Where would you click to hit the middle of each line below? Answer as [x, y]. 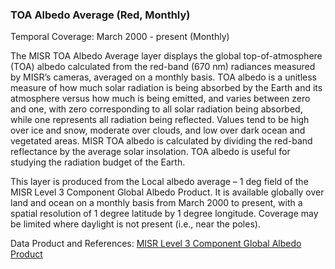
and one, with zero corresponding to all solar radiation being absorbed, [156, 109]
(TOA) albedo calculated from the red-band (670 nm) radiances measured [163, 67]
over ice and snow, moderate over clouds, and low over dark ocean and [158, 130]
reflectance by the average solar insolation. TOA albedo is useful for [150, 152]
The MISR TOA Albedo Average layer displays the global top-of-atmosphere [166, 56]
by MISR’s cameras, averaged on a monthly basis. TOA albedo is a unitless [163, 77]
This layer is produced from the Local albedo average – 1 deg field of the [159, 182]
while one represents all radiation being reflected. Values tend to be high [160, 120]
